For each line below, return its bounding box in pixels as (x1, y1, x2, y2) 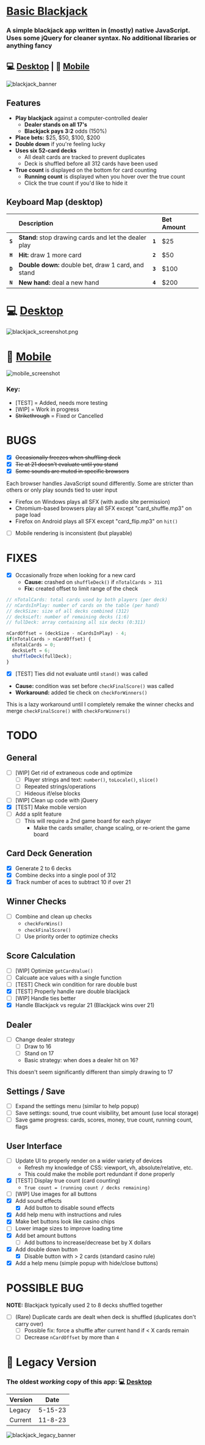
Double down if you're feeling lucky (15, 140, 106, 147)
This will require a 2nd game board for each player (24, 818, 151, 825)
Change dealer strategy (15, 1036, 75, 1043)
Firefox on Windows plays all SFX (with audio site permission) (15, 498, 171, 505)
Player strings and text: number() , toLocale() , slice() (24, 775, 159, 783)
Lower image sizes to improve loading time (15, 1225, 123, 1232)
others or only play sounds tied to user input (6, 486, 118, 493)
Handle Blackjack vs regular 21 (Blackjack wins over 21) (15, 1002, 155, 1009)
